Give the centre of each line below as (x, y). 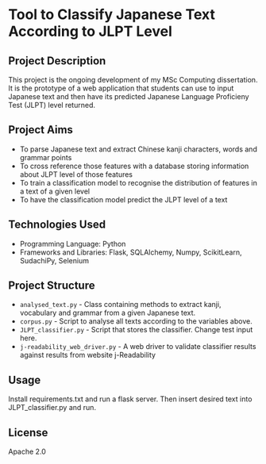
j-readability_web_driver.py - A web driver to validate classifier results (138, 347)
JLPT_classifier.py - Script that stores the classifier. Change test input (136, 330)
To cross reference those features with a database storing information (134, 166)
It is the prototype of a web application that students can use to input (121, 88)
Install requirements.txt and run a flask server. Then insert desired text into (130, 399)
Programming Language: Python (73, 244)
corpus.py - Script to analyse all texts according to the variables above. (136, 321)
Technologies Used (57, 225)
